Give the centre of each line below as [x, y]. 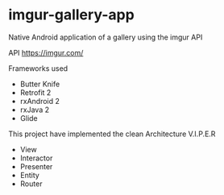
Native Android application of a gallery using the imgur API [106, 37]
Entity [30, 175]
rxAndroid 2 [40, 101]
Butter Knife [40, 84]
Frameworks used [38, 68]
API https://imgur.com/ [46, 52]
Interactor [36, 158]
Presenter [36, 166]
